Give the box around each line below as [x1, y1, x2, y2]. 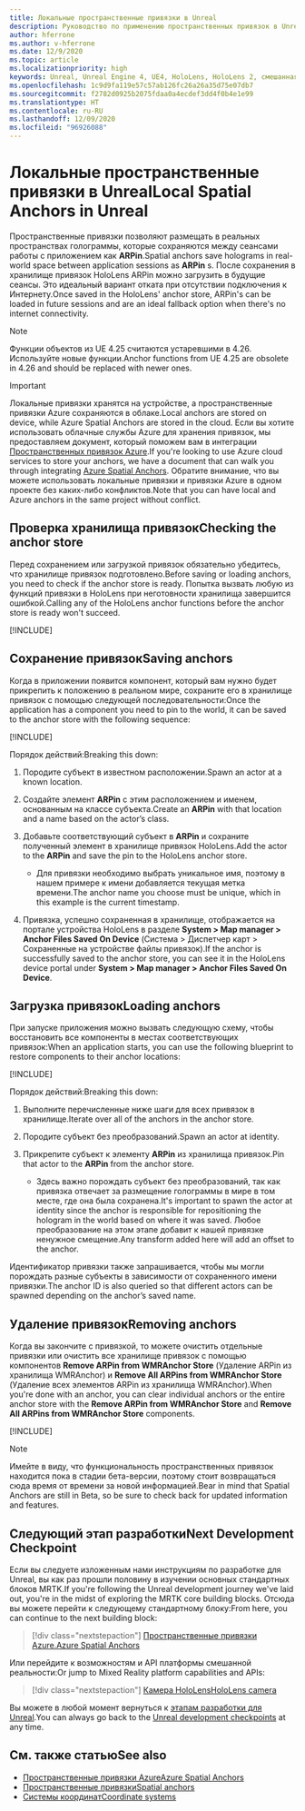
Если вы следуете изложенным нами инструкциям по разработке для [9, 1564, 281, 1575]
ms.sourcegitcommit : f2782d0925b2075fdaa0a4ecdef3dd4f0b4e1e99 [9, 89, 254, 98]
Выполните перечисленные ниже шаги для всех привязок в [22, 1104, 256, 1115]
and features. [9, 1499, 60, 1510]
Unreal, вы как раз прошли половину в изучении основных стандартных [9, 1574, 290, 1585]
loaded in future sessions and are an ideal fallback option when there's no [9, 298, 286, 309]
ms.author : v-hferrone [9, 38, 95, 48]
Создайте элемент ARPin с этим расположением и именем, [22, 794, 257, 805]
